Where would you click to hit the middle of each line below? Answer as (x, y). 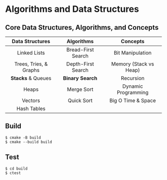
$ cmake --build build (29, 142)
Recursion (133, 78)
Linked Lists (31, 53)
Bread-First (80, 50)
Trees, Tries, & (31, 64)
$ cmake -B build (23, 137)
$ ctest (13, 173)
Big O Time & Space (132, 100)
